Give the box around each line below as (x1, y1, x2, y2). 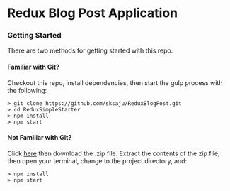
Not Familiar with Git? (7, 133, 72, 142)
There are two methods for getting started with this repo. (7, 46, 173, 55)
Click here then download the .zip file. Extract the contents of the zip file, (7, 149, 220, 158)
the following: (7, 86, 47, 94)
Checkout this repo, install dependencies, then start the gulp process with (7, 78, 223, 87)
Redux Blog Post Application (7, 5, 178, 21)
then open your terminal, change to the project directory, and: (7, 156, 188, 165)
